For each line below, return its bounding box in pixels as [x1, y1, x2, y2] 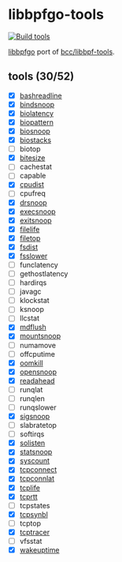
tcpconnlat [19, 474, 55, 483]
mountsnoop [19, 332, 61, 341]
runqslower [19, 403, 57, 412]
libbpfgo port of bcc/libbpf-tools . [8, 47, 116, 56]
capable [19, 171, 46, 181]
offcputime [19, 349, 55, 358]
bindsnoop [19, 99, 55, 109]
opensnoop [19, 367, 57, 377]
